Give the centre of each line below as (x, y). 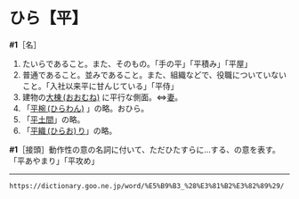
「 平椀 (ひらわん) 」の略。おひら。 (85, 108)
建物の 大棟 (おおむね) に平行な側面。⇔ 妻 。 (102, 97)
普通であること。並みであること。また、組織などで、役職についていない (154, 75)
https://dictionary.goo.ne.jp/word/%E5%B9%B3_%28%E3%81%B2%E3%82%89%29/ (147, 186)
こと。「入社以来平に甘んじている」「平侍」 (100, 86)
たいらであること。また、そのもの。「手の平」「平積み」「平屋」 (137, 63)
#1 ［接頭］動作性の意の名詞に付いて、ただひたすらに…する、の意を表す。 (145, 149)
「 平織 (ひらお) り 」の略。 (69, 130)
